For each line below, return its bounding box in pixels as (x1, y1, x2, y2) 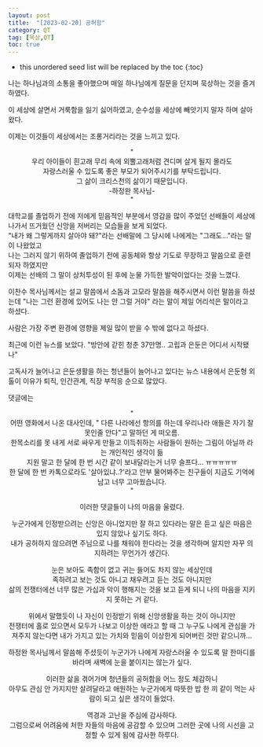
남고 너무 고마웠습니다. (97, 477, 167, 487)
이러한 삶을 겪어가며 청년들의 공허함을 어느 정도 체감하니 (46, 674, 218, 684)
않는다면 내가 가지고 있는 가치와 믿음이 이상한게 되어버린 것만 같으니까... (32, 631, 253, 641)
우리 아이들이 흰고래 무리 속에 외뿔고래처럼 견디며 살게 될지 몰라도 (31, 156, 233, 166)
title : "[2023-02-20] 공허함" (8, 19, 106, 27)
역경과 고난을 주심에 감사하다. (86, 711, 177, 720)
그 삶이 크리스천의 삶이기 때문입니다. (76, 176, 188, 186)
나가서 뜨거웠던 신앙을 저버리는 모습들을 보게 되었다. (8, 221, 167, 230)
